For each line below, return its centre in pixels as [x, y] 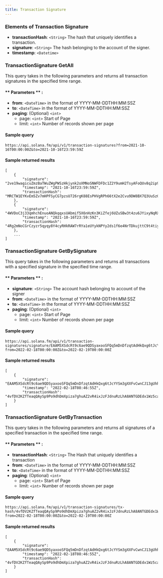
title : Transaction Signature [36, 9]
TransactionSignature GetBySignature [51, 251]
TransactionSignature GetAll [39, 65]
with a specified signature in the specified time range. [59, 267]
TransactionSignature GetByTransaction [54, 417]
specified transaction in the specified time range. [54, 433]
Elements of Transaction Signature [47, 26]
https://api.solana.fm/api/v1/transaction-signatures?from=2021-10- [76, 145]
